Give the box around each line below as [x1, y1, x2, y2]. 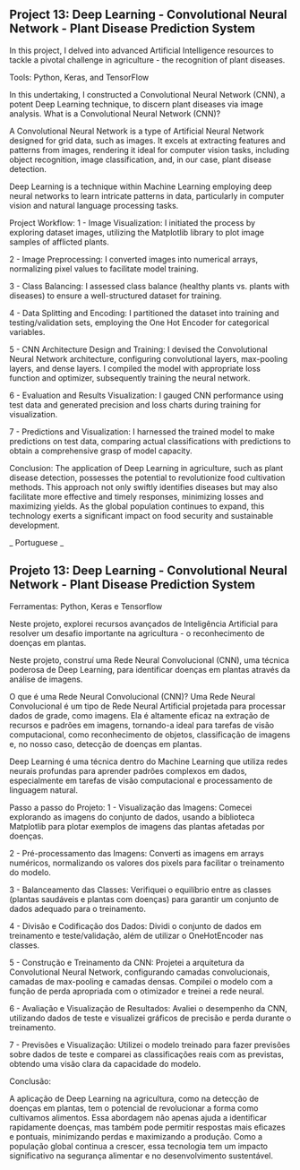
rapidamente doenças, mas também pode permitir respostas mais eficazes [9, 1122, 286, 1132]
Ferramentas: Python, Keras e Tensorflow [9, 600, 163, 612]
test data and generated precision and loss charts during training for [9, 399, 261, 410]
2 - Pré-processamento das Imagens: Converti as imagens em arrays [9, 847, 264, 858]
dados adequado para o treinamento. [9, 903, 146, 914]
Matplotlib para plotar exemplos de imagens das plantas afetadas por [9, 821, 265, 831]
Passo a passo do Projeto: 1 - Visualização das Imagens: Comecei [9, 802, 253, 813]
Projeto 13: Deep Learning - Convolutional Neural [9, 563, 288, 579]
